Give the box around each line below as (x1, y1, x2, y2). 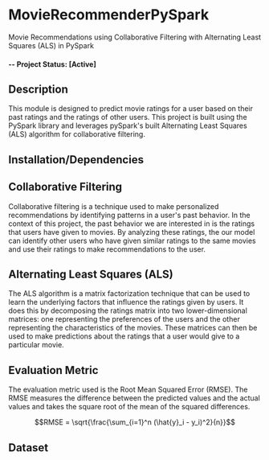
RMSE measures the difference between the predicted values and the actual (8, 393, 261, 403)
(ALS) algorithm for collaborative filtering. (8, 129, 146, 139)
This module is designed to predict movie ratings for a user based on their (8, 104, 253, 113)
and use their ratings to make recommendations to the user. (8, 244, 206, 254)
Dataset (8, 441, 49, 454)
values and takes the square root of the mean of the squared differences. (8, 402, 251, 412)
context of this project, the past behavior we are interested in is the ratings (8, 219, 255, 228)
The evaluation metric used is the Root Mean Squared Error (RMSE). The (8, 384, 248, 395)
